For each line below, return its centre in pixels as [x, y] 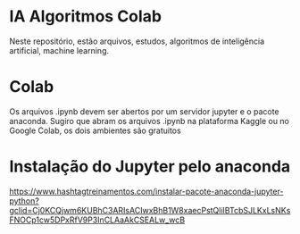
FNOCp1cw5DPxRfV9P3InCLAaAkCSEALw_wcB [97, 220]
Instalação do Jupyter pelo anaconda [150, 167]
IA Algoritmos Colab [86, 17]
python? [25, 201]
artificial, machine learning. [59, 50]
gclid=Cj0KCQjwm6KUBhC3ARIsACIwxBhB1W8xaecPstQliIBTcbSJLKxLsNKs [150, 210]
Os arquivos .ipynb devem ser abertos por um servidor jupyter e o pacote [144, 111]
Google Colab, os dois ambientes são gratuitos [95, 130]
